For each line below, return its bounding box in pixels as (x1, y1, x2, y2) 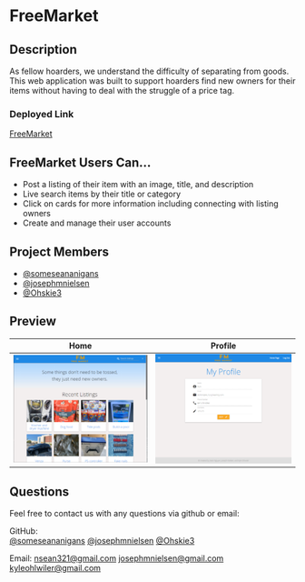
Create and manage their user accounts (22, 217, 172, 228)
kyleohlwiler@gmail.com (9, 563, 102, 574)
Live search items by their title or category (22, 188, 182, 200)
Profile (210, 340, 237, 351)
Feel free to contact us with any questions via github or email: (9, 508, 241, 519)
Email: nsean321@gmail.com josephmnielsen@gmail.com (9, 553, 224, 564)
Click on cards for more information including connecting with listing (22, 198, 279, 209)
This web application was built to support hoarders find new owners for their (9, 75, 296, 86)
